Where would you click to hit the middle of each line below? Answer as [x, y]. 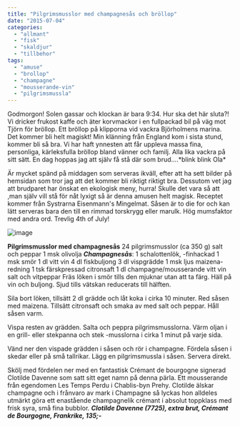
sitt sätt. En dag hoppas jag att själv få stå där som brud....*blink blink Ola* [117, 160]
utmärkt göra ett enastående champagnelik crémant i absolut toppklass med [120, 401]
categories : [25, 27]
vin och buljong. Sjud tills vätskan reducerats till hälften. [89, 285]
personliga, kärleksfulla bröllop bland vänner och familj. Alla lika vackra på [117, 152]
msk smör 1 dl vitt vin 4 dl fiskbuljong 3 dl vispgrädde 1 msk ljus [101, 262]
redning [19, 269]
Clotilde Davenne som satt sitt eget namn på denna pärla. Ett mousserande [117, 378]
